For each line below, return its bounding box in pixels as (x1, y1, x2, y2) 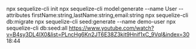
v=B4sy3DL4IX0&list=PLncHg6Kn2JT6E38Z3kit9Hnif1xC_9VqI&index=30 (6, 31, 190, 38)
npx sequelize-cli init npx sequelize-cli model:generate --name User (6, 5, 178, 12)
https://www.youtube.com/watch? (69, 24, 154, 31)
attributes (6, 11, 30, 19)
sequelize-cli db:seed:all (6, 24, 68, 31)
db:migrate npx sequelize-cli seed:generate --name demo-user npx (6, 18, 176, 25)
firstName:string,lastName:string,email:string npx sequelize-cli (31, 11, 189, 19)
